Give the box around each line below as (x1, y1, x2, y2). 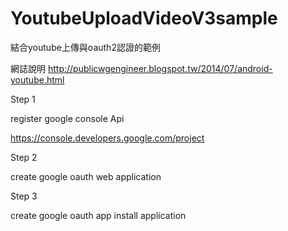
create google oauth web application (10, 170, 162, 182)
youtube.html (10, 73, 65, 86)
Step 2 (10, 151, 38, 163)
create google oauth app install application (10, 209, 187, 221)
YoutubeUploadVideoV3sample (10, 7, 278, 30)
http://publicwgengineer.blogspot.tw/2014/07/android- (47, 62, 273, 74)
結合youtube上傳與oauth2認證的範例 (10, 41, 161, 53)
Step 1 (10, 93, 36, 105)
